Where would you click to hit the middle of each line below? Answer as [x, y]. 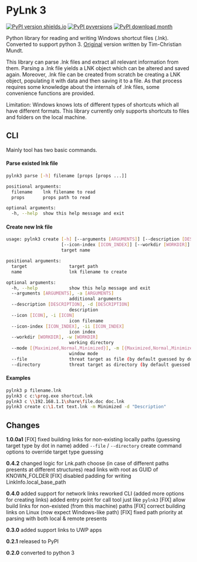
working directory [91, 343]
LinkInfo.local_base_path [36, 482]
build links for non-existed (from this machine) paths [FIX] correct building [96, 506]
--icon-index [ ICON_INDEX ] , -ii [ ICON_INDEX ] [68, 326]
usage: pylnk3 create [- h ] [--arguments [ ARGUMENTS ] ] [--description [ [95, 239]
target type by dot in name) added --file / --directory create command [94, 446]
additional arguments [95, 299]
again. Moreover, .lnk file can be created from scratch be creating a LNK [93, 74]
